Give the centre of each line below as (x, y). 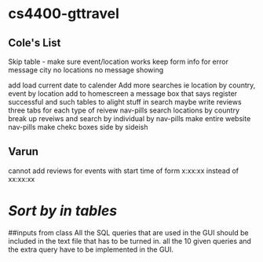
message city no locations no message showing (86, 70)
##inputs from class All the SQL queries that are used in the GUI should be (128, 232)
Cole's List (35, 43)
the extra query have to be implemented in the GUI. (91, 249)
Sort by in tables (63, 211)
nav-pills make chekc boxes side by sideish (78, 127)
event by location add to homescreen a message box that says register (123, 94)
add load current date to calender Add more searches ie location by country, (132, 85)
